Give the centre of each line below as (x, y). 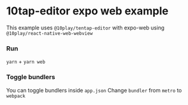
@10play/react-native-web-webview (50, 33)
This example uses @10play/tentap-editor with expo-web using (85, 28)
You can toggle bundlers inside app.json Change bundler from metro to (94, 90)
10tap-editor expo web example (87, 11)
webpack (16, 96)
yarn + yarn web (26, 62)
